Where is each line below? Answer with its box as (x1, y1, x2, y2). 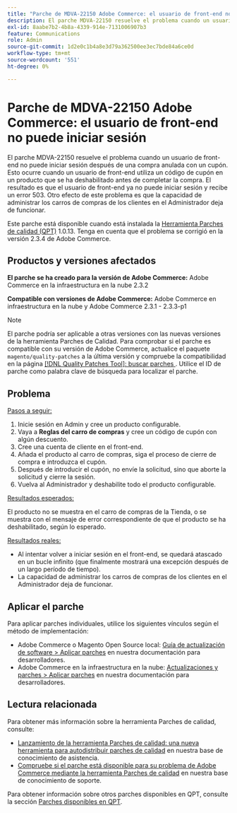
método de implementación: (7, 627, 89, 635)
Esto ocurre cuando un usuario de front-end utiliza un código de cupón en (7, 168, 224, 177)
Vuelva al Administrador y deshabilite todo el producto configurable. (17, 480, 217, 489)
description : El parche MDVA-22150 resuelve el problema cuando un (7, 17, 210, 24)
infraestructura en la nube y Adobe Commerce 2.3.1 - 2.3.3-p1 (7, 302, 187, 311)
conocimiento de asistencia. (17, 754, 99, 762)
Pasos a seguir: (7, 406, 52, 415)
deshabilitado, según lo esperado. (7, 522, 107, 531)
